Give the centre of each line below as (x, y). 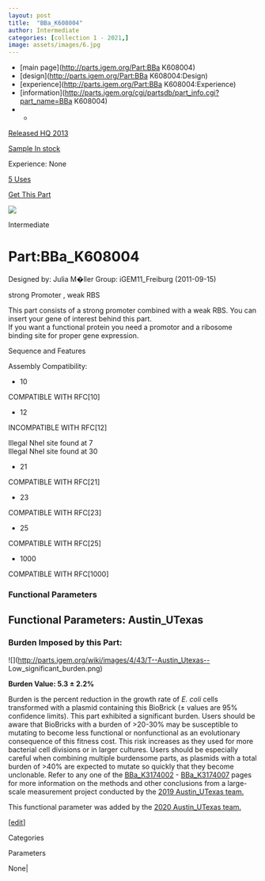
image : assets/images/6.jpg (55, 45)
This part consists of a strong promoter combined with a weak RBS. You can (132, 310)
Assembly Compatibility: (48, 366)
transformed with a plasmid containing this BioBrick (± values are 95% (123, 707)
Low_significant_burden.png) (55, 668)
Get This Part (30, 195)
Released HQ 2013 (38, 133)
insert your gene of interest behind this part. (80, 319)
